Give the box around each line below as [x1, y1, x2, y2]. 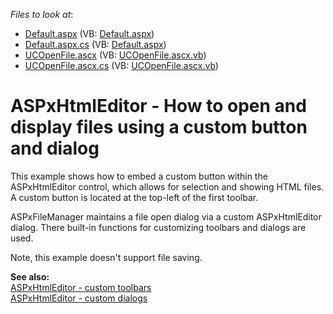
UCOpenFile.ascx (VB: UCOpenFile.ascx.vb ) [24, 49, 207, 61]
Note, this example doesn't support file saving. [10, 251, 203, 263]
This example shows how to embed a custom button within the [10, 170, 268, 182]
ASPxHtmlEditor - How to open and [10, 95, 307, 118]
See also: [10, 270, 50, 283]
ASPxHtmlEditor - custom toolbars [10, 281, 152, 293]
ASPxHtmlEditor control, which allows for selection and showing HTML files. [10, 180, 325, 193]
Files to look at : [10, 9, 74, 20]
